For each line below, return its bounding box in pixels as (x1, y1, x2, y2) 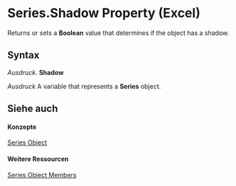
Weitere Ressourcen (7, 155, 69, 163)
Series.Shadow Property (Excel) (7, 5, 200, 21)
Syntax (7, 49, 40, 61)
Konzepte (7, 123, 37, 131)
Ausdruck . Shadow (7, 68, 64, 76)
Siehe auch (7, 103, 58, 115)
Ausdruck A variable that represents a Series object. (7, 82, 161, 91)
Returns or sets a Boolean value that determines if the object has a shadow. (7, 29, 230, 37)
